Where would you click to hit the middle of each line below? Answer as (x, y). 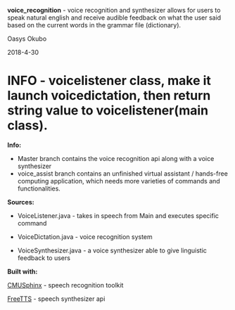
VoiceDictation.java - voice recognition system (85, 237)
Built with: (23, 271)
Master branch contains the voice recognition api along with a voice (116, 158)
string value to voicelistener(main (108, 111)
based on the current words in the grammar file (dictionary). (94, 25)
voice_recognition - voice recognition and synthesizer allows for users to (114, 10)
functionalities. (39, 188)
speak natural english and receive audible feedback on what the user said (114, 18)
